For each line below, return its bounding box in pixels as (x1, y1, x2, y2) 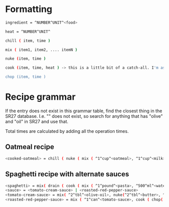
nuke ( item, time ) (5, 56, 46, 61)
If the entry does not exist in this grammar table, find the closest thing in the (5, 108, 162, 114)
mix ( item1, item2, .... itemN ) (5, 47, 78, 52)
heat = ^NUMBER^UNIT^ (5, 29, 51, 34)
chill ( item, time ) (5, 38, 51, 43)
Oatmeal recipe (5, 143, 54, 151)
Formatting (5, 4, 53, 15)
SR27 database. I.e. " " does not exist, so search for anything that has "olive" (5, 113, 163, 119)
